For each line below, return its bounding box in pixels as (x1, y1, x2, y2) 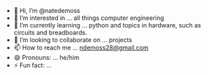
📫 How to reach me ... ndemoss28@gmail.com (13, 43, 149, 52)
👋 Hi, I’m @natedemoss (13, 7, 81, 14)
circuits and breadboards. (13, 28, 88, 36)
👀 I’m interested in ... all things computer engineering (13, 14, 164, 22)
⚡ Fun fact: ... (13, 61, 52, 69)
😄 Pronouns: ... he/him (13, 54, 79, 61)
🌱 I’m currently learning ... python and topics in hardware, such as (13, 21, 202, 29)
